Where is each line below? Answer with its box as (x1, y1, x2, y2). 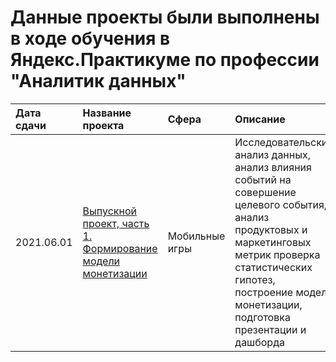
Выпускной (82, 204, 137, 218)
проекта (82, 118, 125, 132)
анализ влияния (234, 160, 312, 174)
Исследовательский (234, 135, 334, 149)
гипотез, (234, 272, 276, 286)
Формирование (82, 241, 158, 255)
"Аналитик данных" (10, 70, 187, 93)
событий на (234, 172, 292, 186)
